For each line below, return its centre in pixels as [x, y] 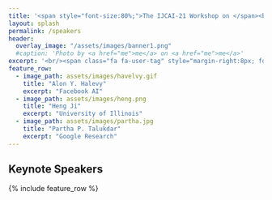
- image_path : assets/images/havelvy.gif [87, 76]
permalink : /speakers [45, 31]
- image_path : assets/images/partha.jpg [85, 121]
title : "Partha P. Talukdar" [72, 129]
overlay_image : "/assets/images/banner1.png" [94, 46]
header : [21, 38]
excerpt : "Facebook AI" [63, 91]
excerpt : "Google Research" [70, 136]
